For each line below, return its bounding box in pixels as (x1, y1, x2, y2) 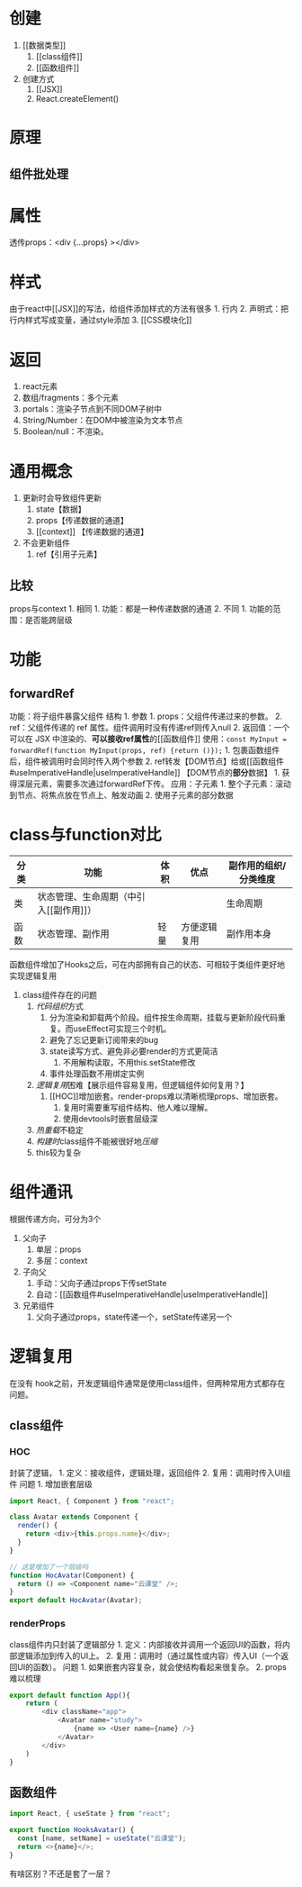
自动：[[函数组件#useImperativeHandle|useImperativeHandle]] (35, 1289, 268, 1300)
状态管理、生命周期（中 (37, 891, 137, 903)
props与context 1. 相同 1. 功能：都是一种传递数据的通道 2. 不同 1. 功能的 (9, 603, 273, 614)
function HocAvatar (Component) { (9, 1571, 135, 1580)
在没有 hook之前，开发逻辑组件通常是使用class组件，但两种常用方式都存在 (9, 1377, 286, 1388)
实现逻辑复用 (9, 970, 57, 982)
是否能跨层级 (24, 614, 73, 626)
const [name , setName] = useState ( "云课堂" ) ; (17, 1834, 187, 1843)
